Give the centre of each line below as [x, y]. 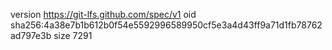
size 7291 [73, 35]
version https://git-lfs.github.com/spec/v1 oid [103, 14]
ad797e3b [31, 35]
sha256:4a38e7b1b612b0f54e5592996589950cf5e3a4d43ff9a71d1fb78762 [166, 25]
